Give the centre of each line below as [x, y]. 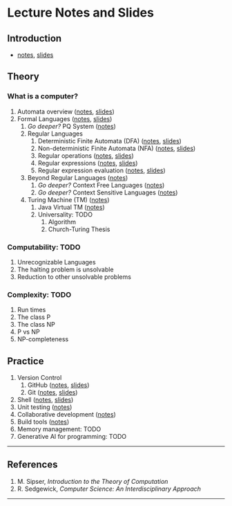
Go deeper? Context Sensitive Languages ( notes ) [108, 192]
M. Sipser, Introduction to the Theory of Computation [93, 481]
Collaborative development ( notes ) [66, 415]
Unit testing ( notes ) [45, 407]
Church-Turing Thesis [79, 229]
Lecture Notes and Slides [80, 13]
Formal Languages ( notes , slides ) [65, 118]
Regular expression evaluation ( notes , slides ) [101, 170]
